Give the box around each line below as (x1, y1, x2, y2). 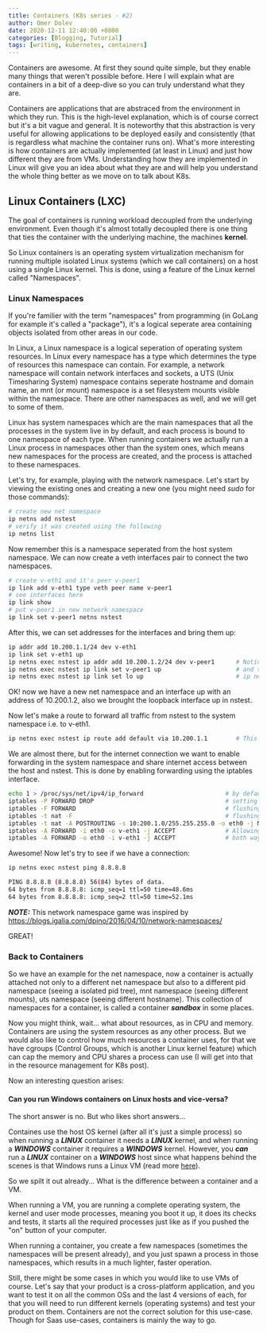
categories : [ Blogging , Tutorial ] (8, 33, 123, 42)
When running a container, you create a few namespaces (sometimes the (8, 1241, 248, 1250)
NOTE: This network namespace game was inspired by (8, 907, 189, 916)
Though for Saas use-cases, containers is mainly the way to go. (8, 1316, 217, 1325)
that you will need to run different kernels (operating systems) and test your (8, 1299, 256, 1308)
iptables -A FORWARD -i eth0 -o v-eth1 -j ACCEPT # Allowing (8, 827, 261, 835)
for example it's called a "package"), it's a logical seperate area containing (8, 320, 252, 329)
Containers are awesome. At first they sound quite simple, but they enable (8, 63, 251, 72)
